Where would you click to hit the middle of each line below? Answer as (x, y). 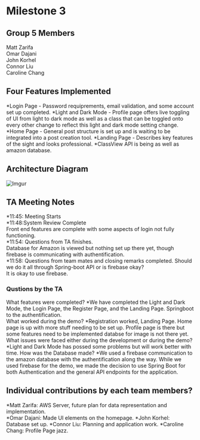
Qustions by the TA (34, 289)
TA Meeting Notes (40, 202)
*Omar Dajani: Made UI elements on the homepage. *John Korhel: (88, 418)
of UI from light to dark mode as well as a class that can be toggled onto (95, 118)
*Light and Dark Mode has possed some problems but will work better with (99, 346)
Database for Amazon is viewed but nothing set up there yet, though (90, 248)
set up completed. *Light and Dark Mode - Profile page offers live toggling (98, 112)
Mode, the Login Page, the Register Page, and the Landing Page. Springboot (100, 308)
